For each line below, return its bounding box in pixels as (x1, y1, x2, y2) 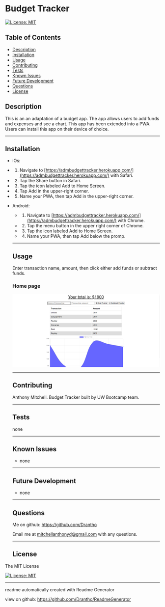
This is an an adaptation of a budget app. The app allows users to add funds (5, 115, 160, 121)
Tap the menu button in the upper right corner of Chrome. (27, 223, 144, 229)
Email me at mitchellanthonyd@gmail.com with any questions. (12, 531, 137, 537)
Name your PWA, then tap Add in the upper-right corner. (19, 193, 134, 199)
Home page (12, 283, 41, 290)
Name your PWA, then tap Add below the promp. (27, 233, 126, 239)
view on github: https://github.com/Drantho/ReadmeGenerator (5, 596, 131, 602)
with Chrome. (117, 218, 145, 223)
